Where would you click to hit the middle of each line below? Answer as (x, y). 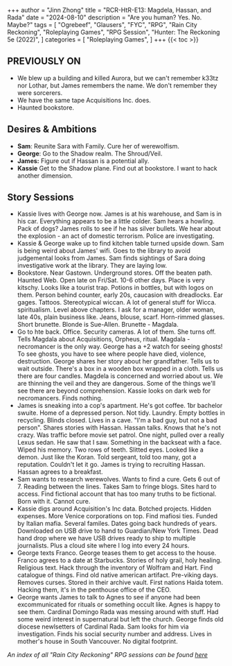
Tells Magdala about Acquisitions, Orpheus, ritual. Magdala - (104, 339)
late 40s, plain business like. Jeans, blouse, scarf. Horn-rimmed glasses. (121, 317)
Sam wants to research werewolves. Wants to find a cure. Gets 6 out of (118, 479)
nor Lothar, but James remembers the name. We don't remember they (117, 85)
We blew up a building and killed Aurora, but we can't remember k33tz (118, 78)
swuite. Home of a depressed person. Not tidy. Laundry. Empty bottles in (121, 413)
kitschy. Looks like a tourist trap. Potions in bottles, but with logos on (115, 288)
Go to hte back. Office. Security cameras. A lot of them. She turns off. (116, 332)
